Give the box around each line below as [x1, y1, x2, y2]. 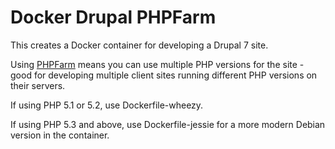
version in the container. [10, 129, 110, 141]
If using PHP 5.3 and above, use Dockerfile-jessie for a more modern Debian [10, 118, 326, 130]
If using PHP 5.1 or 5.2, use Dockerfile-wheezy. [10, 99, 204, 111]
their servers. [10, 79, 66, 91]
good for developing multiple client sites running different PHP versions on [10, 69, 318, 81]
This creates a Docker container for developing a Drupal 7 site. [10, 39, 269, 51]
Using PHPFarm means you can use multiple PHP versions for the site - [10, 58, 305, 70]
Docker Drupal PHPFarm [10, 6, 217, 29]
